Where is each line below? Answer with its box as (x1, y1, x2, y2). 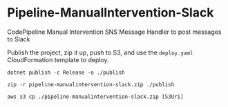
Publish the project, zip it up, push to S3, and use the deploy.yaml (7, 48, 193, 57)
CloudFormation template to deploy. (7, 55, 109, 64)
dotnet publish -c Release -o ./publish (7, 69, 126, 76)
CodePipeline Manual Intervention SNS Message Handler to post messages (7, 28, 222, 36)
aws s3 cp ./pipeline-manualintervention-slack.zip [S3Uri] (7, 93, 184, 100)
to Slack (7, 35, 30, 43)
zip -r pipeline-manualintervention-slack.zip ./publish (7, 81, 175, 88)
